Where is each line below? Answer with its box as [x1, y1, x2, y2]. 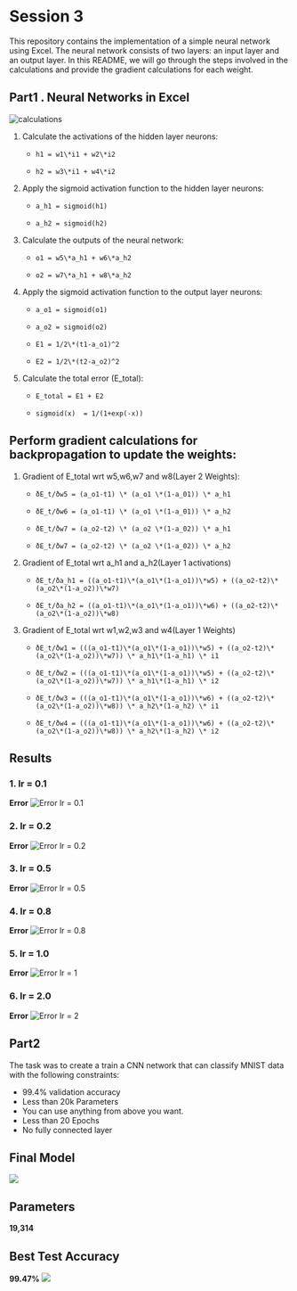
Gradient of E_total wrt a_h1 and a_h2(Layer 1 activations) [21, 557, 231, 568]
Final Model [9, 1150, 76, 1165]
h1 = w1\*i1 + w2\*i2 [35, 150, 116, 159]
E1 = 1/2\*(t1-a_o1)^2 [35, 340, 120, 349]
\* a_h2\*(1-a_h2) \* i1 [127, 702, 220, 711]
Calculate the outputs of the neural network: [21, 234, 184, 245]
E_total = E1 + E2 [35, 391, 104, 400]
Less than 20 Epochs [21, 1114, 100, 1125]
